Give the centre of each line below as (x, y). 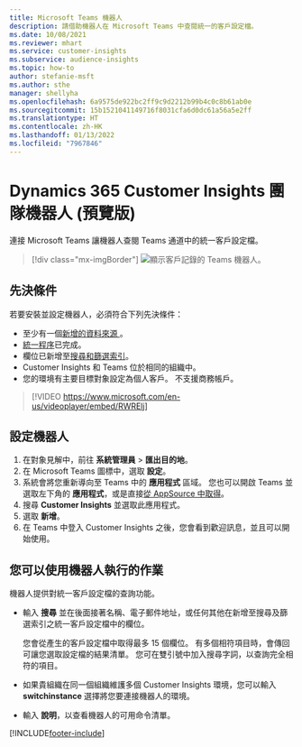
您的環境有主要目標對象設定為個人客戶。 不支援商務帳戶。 (130, 378)
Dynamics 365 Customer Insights (137, 191)
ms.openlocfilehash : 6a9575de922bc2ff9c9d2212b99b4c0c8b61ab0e (131, 101)
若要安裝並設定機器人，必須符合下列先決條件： (96, 314)
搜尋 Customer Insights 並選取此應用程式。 (104, 505)
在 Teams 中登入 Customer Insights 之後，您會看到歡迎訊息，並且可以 (152, 528)
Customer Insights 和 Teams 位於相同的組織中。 (111, 367)
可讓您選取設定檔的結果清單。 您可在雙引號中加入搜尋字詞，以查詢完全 (154, 654)
